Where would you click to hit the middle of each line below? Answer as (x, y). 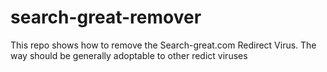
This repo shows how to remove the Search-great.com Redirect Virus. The (163, 45)
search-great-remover (106, 17)
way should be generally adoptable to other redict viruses (129, 55)
